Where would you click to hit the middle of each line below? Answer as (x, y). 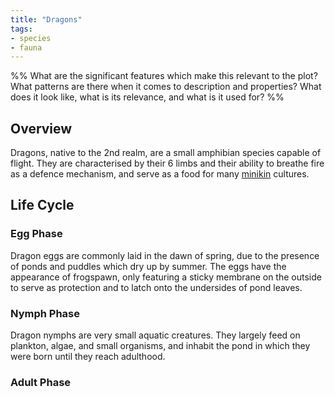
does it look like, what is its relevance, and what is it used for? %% (147, 97)
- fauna (26, 47)
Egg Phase (36, 234)
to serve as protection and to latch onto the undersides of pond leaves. (156, 287)
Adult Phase (41, 382)
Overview (41, 128)
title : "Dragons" (46, 19)
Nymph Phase (45, 313)
